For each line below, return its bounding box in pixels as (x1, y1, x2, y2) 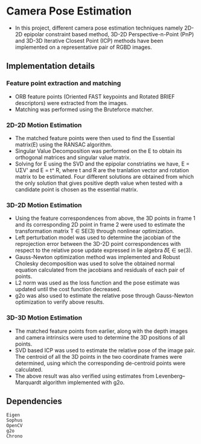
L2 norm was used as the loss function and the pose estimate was (14, 279, 180, 286)
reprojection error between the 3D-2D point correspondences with (14, 240, 181, 248)
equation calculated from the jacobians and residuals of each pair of (14, 266, 185, 274)
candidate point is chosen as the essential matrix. (14, 185, 139, 193)
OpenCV (6, 423, 23, 429)
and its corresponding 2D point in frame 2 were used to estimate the (14, 221, 185, 228)
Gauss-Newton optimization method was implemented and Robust (14, 254, 180, 261)
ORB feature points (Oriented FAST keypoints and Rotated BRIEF (14, 92, 175, 100)
